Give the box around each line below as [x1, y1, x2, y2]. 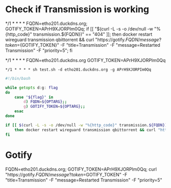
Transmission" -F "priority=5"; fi [5, 47, 73, 53]
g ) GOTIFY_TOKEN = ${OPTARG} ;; [23, 104, 85, 109]
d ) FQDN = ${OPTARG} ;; [23, 99, 67, 105]
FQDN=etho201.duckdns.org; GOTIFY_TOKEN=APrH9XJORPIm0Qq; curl [5, 166, 157, 172]
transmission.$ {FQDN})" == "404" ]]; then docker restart [33, 31, 153, 37]
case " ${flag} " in [14, 95, 53, 100]
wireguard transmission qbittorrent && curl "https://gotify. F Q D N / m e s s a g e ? [5, 37, 162, 43]
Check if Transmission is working [5, 4, 149, 15]
